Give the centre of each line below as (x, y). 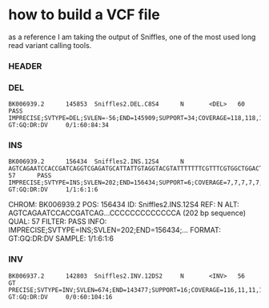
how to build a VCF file (84, 15)
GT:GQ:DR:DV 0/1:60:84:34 (59, 126)
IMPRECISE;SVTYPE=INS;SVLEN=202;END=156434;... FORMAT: (115, 230)
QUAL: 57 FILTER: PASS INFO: (58, 222)
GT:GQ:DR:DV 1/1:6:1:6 (53, 190)
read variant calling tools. (50, 45)
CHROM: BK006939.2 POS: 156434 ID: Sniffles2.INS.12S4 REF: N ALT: (124, 205)
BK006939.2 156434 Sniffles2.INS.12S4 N (96, 162)
